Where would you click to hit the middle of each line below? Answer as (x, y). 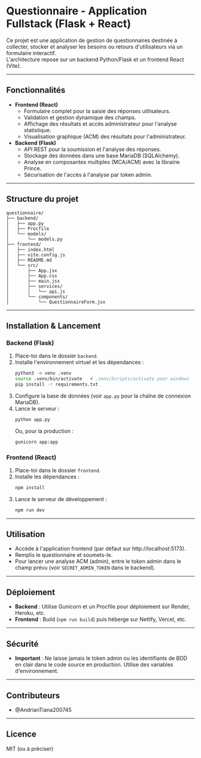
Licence (22, 734)
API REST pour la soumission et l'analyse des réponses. (92, 149)
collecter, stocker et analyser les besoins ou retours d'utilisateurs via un (95, 47)
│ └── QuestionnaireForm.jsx (56, 302)
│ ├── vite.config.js (36, 255)
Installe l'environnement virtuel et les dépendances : (79, 362)
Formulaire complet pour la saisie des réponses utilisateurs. (97, 111)
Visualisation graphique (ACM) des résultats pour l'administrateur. (105, 137)
